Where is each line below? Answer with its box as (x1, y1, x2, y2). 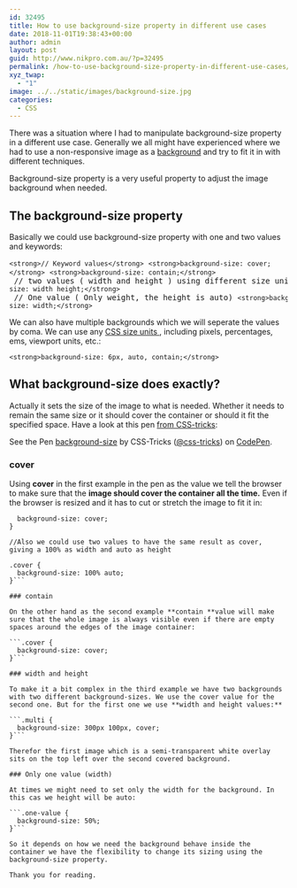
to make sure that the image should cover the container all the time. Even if (9, 488, 287, 498)
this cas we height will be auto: (9, 793, 137, 802)
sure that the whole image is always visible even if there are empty (9, 615, 275, 624)
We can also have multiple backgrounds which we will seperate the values (9, 317, 280, 328)
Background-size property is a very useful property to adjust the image (9, 174, 269, 184)
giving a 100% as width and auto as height (9, 545, 172, 554)
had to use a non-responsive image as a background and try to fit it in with (9, 147, 281, 158)
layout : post (9, 46, 57, 55)
